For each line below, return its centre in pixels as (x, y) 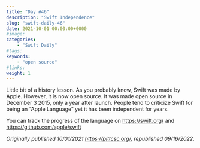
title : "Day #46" (28, 12)
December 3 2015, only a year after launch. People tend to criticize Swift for (100, 103)
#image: (16, 34)
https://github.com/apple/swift (44, 127)
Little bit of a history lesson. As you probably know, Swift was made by (93, 90)
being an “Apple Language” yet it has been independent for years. (87, 109)
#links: (16, 67)
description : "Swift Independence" (51, 17)
